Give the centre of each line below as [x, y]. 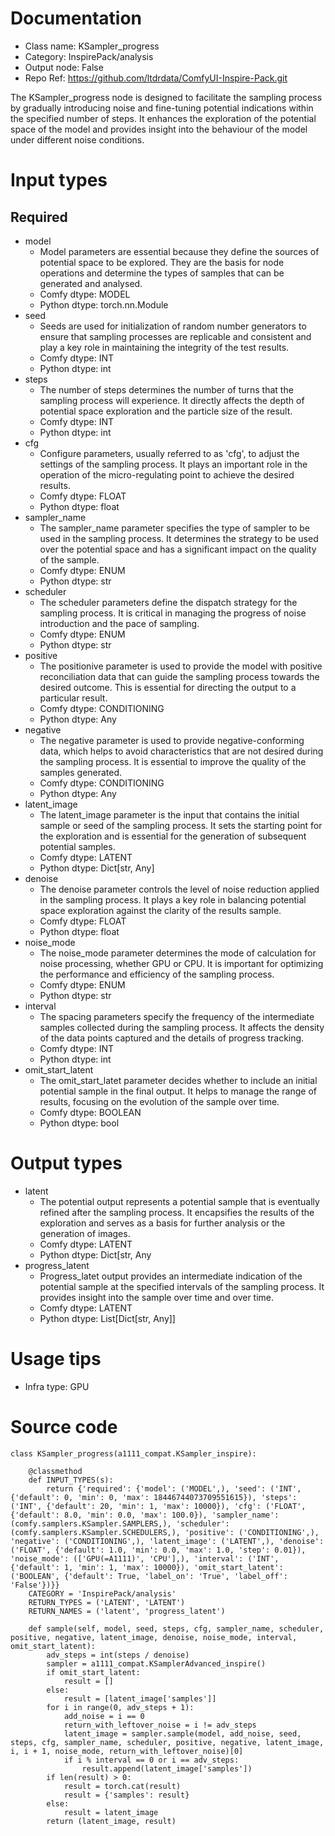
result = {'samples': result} [126, 1795]
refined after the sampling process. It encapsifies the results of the [177, 1212]
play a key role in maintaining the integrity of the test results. [164, 347]
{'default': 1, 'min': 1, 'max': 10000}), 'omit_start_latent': [147, 1567]
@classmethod [55, 1471]
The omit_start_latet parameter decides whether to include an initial [178, 1080]
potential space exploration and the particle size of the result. [166, 411]
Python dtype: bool [79, 1123]
